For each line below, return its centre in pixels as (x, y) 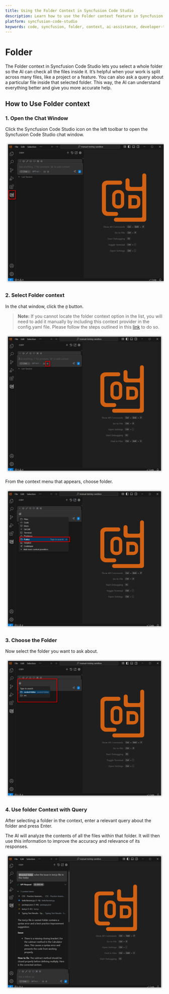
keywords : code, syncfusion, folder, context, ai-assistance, (72, 27)
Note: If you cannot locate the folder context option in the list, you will (90, 316)
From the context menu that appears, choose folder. (59, 481)
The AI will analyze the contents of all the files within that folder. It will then (82, 835)
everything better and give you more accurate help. (58, 88)
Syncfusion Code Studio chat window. (45, 134)
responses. (17, 846)
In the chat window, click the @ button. (45, 306)
